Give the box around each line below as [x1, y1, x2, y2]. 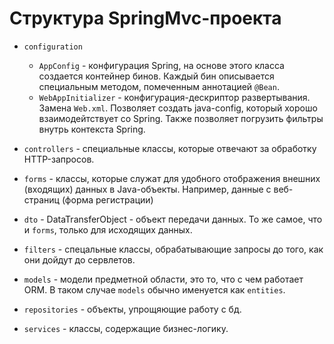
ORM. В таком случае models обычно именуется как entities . [23, 283, 286, 296]
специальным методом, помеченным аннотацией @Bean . [38, 80, 280, 92]
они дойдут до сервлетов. [23, 253, 136, 266]
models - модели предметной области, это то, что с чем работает [23, 273, 304, 285]
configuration [23, 42, 83, 52]
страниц [23, 193, 60, 206]
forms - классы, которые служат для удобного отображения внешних [23, 172, 321, 184]
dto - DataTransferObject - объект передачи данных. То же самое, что [23, 213, 323, 225]
